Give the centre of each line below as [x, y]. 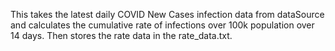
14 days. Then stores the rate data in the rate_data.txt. [121, 35]
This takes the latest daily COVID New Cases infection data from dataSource [167, 14]
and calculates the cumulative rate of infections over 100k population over [162, 25]
